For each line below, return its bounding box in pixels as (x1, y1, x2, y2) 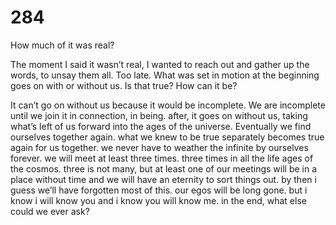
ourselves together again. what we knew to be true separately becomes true (10, 131, 325, 143)
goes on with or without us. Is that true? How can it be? (10, 79, 238, 91)
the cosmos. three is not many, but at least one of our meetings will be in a (10, 162, 318, 175)
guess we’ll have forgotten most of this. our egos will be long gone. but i (10, 184, 308, 196)
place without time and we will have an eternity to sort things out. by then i (10, 173, 317, 185)
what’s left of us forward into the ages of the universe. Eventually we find (10, 120, 312, 132)
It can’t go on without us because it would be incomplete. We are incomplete (10, 99, 326, 111)
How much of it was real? (10, 39, 115, 51)
